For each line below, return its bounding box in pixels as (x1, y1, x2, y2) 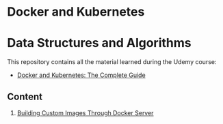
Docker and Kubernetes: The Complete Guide (16, 71, 146, 79)
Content (7, 91, 43, 102)
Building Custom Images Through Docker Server (16, 108, 154, 117)
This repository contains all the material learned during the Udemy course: (7, 58, 217, 66)
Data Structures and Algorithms (7, 35, 192, 51)
